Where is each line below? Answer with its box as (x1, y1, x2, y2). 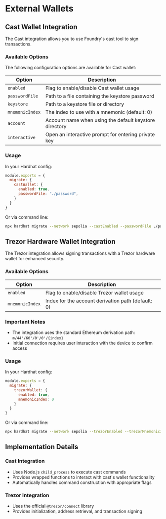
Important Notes (5, 318, 45, 325)
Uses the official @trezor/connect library (12, 503, 94, 509)
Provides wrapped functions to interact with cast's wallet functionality (12, 474, 155, 480)
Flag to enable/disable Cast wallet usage (45, 85, 140, 92)
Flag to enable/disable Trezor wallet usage (45, 289, 144, 296)
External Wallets (5, 3, 74, 14)
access (12, 345, 27, 351)
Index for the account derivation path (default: (45, 297, 152, 304)
